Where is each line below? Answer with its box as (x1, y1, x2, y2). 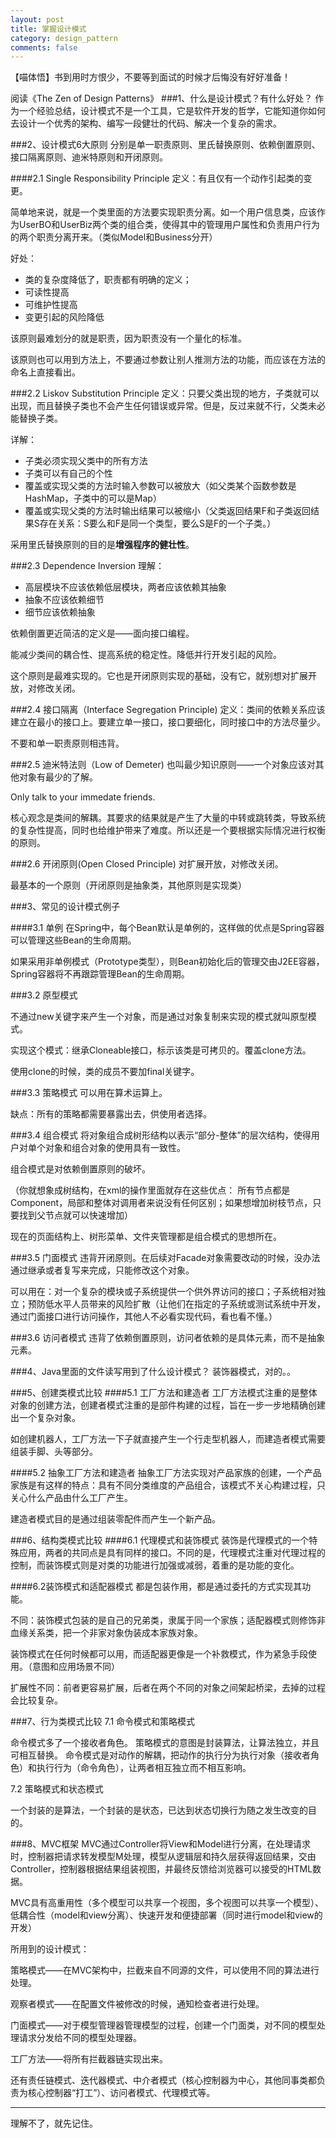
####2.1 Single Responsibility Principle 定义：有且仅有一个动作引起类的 (10, 172, 304, 185)
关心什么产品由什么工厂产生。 (10, 1492, 133, 1504)
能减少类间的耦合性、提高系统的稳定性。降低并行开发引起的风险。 (10, 649, 282, 661)
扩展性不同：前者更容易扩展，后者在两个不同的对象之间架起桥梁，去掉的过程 (10, 1682, 326, 1694)
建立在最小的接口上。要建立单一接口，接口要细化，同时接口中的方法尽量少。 (10, 716, 326, 728)
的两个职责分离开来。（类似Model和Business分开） (10, 231, 218, 243)
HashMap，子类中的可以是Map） (24, 492, 162, 505)
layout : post (10, 14, 65, 25)
